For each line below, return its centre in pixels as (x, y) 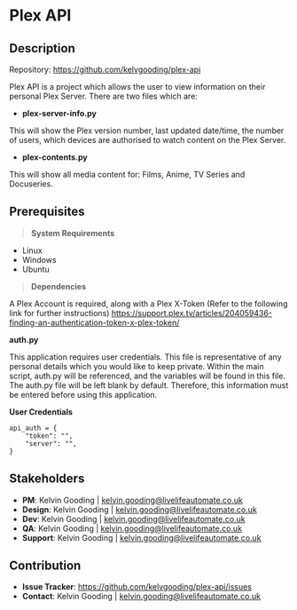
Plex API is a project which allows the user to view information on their (137, 87)
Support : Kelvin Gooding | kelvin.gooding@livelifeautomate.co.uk (141, 537)
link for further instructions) (59, 313)
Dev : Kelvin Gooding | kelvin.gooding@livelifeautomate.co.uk (133, 519)
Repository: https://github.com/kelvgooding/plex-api (105, 69)
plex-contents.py (55, 157)
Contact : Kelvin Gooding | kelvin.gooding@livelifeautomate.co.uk (141, 597)
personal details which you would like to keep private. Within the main (137, 366)
